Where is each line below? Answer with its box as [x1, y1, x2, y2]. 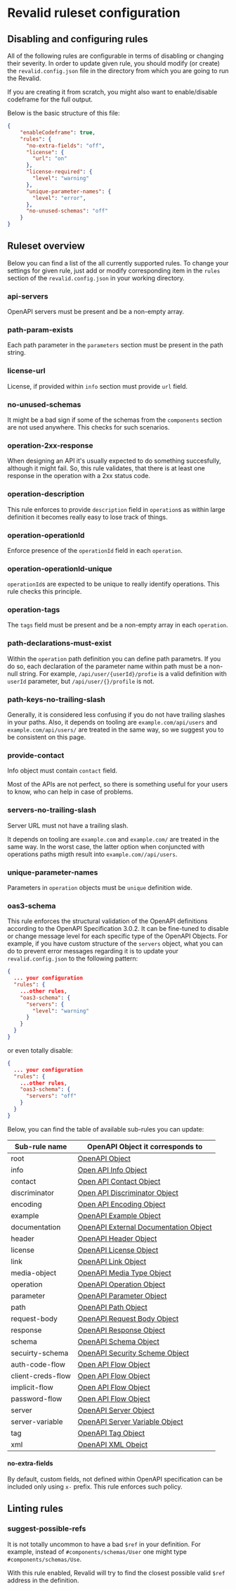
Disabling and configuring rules [7, 33, 149, 45]
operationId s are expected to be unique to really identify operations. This [7, 580, 220, 589]
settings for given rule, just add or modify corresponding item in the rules [7, 266, 221, 275]
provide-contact [7, 751, 65, 760]
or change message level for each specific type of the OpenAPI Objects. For [7, 932, 228, 941]
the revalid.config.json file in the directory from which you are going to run [7, 67, 229, 75]
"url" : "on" [32, 155, 68, 163]
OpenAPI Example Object [77, 1210, 162, 1220]
